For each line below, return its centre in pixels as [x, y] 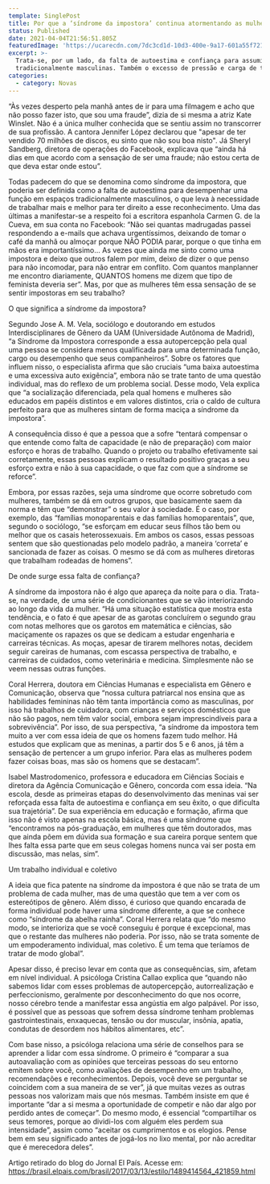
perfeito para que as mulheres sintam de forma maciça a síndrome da [124, 409]
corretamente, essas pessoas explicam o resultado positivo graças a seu [129, 459]
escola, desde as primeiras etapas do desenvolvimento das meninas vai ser [133, 794]
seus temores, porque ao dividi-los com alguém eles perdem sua [116, 1121]
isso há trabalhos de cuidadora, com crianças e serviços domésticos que [129, 710]
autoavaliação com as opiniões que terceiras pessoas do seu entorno [123, 1061]
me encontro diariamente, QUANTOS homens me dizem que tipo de [121, 275]
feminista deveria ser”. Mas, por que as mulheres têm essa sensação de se [132, 284]
